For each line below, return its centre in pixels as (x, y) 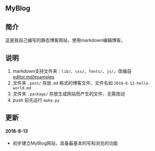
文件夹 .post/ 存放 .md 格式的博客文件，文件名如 (63, 83)
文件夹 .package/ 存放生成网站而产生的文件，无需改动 (69, 94)
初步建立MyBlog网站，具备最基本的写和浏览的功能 (65, 143)
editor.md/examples (34, 77)
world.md (22, 88)
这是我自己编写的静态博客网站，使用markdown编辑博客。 (65, 40)
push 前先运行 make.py (36, 100)
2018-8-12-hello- (132, 84)
